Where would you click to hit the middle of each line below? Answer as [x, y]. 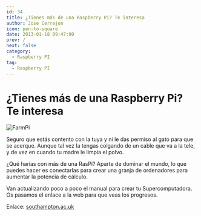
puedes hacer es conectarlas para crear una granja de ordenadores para [97, 171]
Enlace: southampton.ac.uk [40, 207]
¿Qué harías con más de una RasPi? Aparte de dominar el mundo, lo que [96, 164]
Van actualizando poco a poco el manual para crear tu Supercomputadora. [99, 189]
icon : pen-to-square [32, 29]
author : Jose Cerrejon [35, 23]
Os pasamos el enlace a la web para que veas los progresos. [82, 195]
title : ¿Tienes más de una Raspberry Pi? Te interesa [76, 18]
